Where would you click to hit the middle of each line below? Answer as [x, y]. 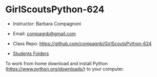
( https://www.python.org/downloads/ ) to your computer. [65, 69]
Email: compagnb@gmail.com [44, 33]
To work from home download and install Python [57, 63]
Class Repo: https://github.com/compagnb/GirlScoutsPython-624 [82, 43]
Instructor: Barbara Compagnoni [47, 24]
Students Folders [31, 53]
